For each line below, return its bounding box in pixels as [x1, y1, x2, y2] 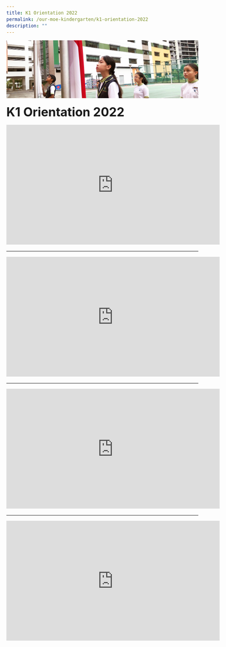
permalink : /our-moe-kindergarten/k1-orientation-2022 [6, 16, 149, 23]
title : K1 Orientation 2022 [6, 10, 78, 16]
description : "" [6, 23, 48, 29]
